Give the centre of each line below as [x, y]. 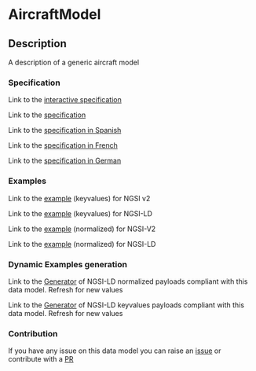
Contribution [33, 333]
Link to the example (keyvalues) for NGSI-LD [80, 213]
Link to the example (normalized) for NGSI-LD [82, 244]
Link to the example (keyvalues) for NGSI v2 [79, 198]
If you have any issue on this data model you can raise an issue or [115, 351]
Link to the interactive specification [65, 100]
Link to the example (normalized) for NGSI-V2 [82, 229]
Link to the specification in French [63, 145]
